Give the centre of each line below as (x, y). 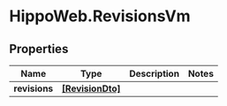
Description (154, 74)
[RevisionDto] (91, 88)
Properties (39, 49)
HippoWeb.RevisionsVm (100, 16)
